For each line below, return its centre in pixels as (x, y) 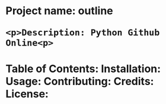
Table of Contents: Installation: (83, 69)
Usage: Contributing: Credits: (80, 82)
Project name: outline (59, 11)
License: (27, 94)
